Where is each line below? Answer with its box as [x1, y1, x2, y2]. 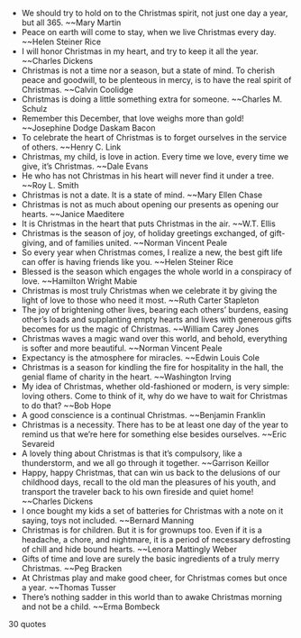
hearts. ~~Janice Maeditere [21, 209, 125, 219]
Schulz [21, 104, 48, 114]
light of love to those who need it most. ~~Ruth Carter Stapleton [21, 295, 260, 305]
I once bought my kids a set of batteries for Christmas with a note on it [21, 506, 284, 516]
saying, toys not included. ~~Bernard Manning [21, 515, 195, 525]
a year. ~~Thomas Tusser [21, 582, 116, 593]
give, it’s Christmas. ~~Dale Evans [21, 161, 149, 171]
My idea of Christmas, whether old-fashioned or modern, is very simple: [21, 381, 290, 391]
